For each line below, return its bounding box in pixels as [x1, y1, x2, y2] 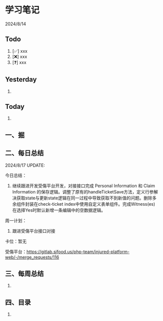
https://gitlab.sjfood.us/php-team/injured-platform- [26, 249, 130, 255]
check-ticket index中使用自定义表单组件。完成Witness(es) [38, 201, 156, 207]
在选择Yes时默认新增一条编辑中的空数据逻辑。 [12, 207, 106, 213]
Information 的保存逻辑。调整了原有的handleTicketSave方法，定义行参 [12, 189, 154, 194]
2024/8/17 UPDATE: [5, 162, 45, 168]
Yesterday [5, 75, 37, 84]
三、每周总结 [5, 269, 44, 278]
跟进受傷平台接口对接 [12, 228, 55, 234]
